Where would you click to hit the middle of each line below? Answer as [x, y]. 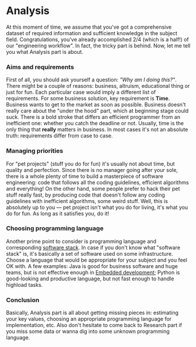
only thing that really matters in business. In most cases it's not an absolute [97, 129]
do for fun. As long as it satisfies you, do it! [58, 213]
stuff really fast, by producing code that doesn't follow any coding [85, 195]
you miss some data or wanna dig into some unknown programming [88, 331]
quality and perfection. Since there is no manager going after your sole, [92, 170]
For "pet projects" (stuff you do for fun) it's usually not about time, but [90, 164]
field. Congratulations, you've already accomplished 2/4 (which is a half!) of [97, 39]
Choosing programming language [55, 228]
